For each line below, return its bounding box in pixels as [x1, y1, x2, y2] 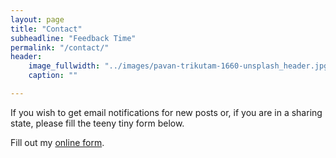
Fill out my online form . [10, 136, 105, 148]
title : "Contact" [10, 24, 83, 34]
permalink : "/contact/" [10, 42, 110, 53]
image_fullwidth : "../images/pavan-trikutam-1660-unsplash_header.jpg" [28, 61, 333, 71]
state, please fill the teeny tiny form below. [10, 117, 185, 129]
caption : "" [28, 71, 78, 81]
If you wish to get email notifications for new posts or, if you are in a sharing [10, 106, 323, 118]
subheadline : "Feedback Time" [10, 33, 137, 43]
